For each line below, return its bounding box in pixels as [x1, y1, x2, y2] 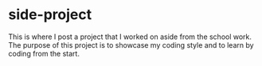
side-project [8, 6, 92, 24]
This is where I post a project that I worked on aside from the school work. [8, 32, 252, 41]
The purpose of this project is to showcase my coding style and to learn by [8, 40, 254, 49]
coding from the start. [8, 49, 80, 58]
